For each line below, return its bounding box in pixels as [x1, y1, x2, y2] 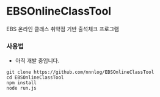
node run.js [6, 85, 37, 92]
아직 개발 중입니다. [15, 57, 60, 65]
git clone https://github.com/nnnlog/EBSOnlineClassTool [6, 69, 155, 76]
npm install [6, 80, 37, 86]
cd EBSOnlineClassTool [6, 74, 64, 81]
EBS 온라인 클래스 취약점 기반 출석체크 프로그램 [6, 25, 119, 32]
